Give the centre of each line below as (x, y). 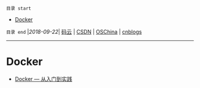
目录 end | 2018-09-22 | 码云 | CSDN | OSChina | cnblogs (74, 32)
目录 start (19, 8)
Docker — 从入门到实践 (43, 78)
